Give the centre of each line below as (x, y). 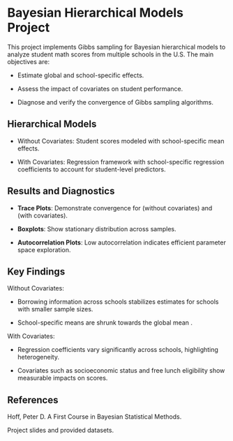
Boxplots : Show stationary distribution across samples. (97, 229)
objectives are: (29, 61)
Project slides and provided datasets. (60, 431)
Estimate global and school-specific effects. (81, 75)
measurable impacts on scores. (62, 378)
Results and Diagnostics (61, 191)
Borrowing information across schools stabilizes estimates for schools (118, 302)
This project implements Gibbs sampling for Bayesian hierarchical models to (116, 47)
